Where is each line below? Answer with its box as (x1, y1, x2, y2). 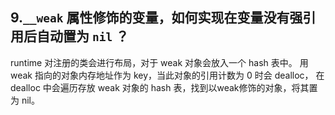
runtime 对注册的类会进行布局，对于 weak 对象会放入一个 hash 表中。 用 (10, 56, 309, 68)
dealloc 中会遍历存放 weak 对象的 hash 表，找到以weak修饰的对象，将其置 (10, 81, 318, 93)
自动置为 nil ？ (36, 28, 130, 45)
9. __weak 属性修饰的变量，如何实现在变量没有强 (10, 9, 303, 27)
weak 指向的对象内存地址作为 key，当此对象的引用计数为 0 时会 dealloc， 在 (10, 69, 325, 81)
